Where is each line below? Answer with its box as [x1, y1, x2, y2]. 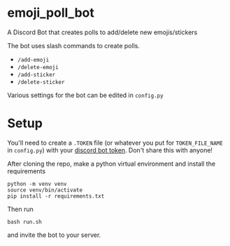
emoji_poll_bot [7, 5, 94, 21]
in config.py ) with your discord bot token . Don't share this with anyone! [7, 145, 213, 154]
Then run [7, 205, 34, 213]
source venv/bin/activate [7, 187, 82, 194]
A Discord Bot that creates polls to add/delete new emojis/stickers [7, 28, 198, 36]
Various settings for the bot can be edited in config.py [7, 91, 164, 99]
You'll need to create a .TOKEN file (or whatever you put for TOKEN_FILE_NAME [7, 138, 224, 147]
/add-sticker [17, 71, 56, 78]
